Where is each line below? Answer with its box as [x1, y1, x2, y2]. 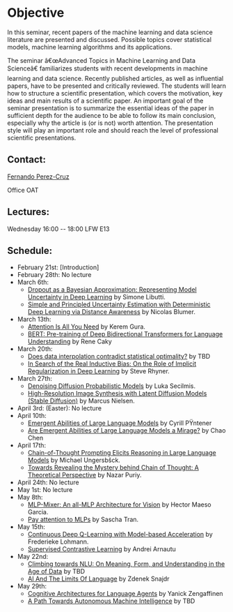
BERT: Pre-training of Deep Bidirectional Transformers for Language [27, 330, 223, 338]
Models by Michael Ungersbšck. [27, 456, 120, 465]
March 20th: [17, 345, 54, 353]
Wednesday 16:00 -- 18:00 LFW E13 [7, 225, 110, 233]
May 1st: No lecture [17, 486, 73, 494]
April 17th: [17, 441, 47, 449]
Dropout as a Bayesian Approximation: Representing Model [27, 285, 197, 294]
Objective [7, 5, 65, 21]
